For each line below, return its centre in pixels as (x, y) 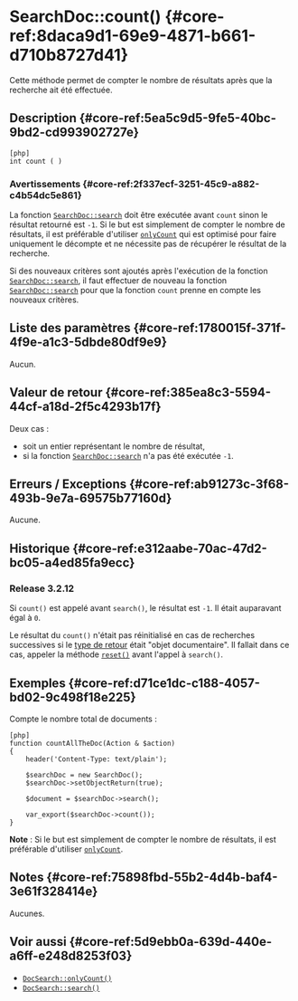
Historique (40, 548)
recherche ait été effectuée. (61, 90)
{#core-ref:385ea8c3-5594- (188, 392)
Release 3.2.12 (42, 588)
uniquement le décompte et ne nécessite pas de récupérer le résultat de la (148, 244)
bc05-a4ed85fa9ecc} (72, 562)
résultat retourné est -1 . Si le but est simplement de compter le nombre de (148, 224)
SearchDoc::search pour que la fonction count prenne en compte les (135, 291)
